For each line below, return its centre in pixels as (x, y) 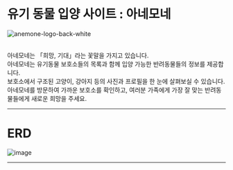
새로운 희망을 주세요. (59, 98)
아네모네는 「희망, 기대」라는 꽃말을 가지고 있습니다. (78, 55)
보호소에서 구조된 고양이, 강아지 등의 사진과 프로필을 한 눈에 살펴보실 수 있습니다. (116, 81)
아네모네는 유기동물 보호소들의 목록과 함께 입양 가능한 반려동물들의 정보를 (106, 64)
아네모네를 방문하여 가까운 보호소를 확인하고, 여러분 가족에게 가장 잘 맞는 (105, 90)
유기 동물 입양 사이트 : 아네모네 (89, 14)
